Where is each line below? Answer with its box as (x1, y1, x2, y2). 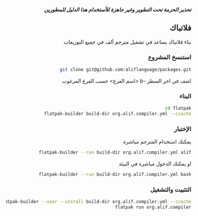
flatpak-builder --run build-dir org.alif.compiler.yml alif (38, 149, 192, 155)
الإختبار (174, 125, 192, 133)
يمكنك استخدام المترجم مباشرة (123, 138, 192, 145)
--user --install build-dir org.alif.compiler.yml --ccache (41, 198, 192, 204)
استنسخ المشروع (147, 53, 192, 61)
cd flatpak (165, 105, 192, 111)
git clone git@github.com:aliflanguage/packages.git (59, 67, 192, 72)
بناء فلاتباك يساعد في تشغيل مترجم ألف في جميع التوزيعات (63, 38, 192, 45)
